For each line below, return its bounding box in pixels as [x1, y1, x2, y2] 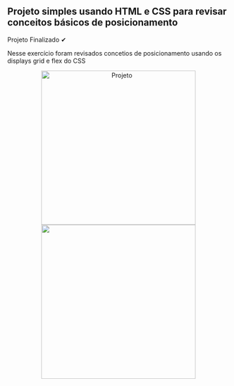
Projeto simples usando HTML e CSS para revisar [7, 6, 227, 18]
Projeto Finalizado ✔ [7, 35, 67, 44]
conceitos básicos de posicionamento [7, 17, 178, 29]
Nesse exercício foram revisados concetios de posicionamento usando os [7, 49, 222, 57]
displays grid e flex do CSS [7, 56, 86, 65]
